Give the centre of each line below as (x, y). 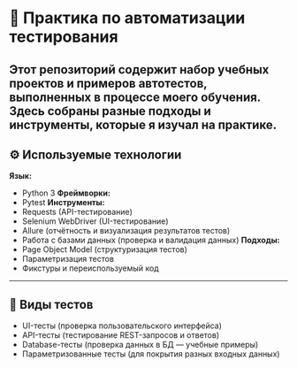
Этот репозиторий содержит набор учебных (139, 69)
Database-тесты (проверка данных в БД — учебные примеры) (140, 345)
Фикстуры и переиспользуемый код (90, 268)
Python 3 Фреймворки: (66, 193)
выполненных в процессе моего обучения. (135, 97)
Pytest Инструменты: (63, 203)
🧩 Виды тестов (51, 304)
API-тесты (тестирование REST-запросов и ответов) (120, 335)
